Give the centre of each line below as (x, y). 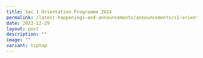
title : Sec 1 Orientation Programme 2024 (59, 12)
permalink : (20, 18)
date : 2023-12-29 (28, 23)
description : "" (27, 34)
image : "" (19, 40)
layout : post (23, 29)
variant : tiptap (27, 46)
